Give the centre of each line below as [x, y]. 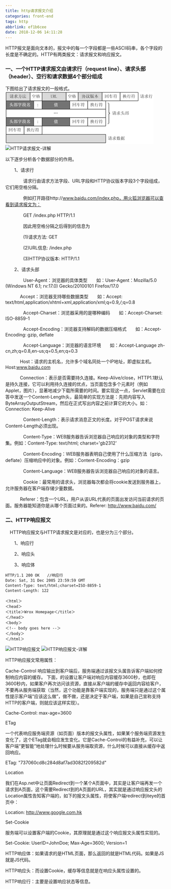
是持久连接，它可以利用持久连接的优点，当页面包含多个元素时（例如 [77, 384]
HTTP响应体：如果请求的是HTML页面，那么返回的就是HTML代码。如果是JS [85, 853]
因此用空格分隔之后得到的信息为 [56, 226]
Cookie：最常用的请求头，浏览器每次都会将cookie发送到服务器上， [93, 482]
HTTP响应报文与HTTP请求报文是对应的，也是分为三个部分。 [73, 532]
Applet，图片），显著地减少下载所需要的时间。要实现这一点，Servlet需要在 [83, 390]
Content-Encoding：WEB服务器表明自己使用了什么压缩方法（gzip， [94, 454]
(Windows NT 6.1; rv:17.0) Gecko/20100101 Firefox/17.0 [62, 286]
